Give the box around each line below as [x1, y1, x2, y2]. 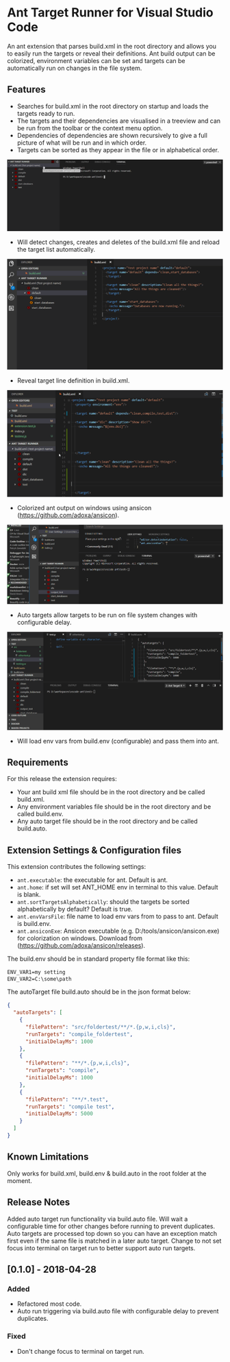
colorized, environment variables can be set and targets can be [7, 56, 186, 64]
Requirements [7, 756, 68, 769]
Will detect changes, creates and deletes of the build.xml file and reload [16, 238, 220, 246]
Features [7, 84, 46, 95]
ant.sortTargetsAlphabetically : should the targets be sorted [16, 898, 190, 906]
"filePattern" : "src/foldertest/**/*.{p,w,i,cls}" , [25, 1023, 176, 1030]
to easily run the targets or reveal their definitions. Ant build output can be [7, 49, 216, 58]
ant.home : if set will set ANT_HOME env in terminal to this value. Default [16, 883, 218, 892]
